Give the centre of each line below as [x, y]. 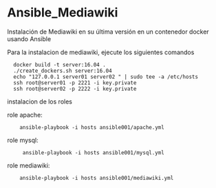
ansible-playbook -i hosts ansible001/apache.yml [92, 127]
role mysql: [23, 140]
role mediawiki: [29, 165]
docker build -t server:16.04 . [60, 64]
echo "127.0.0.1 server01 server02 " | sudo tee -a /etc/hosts [106, 77]
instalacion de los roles [40, 102]
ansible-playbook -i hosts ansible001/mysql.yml [94, 152]
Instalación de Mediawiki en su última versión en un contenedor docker [108, 32]
